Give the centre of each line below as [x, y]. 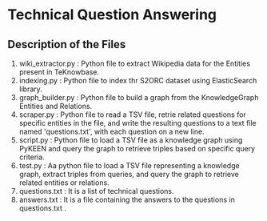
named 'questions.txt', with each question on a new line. [112, 131]
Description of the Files [67, 44]
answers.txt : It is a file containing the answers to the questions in [127, 199]
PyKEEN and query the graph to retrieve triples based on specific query [137, 149]
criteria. [32, 157]
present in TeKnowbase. [59, 72]
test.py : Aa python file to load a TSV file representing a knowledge [130, 165]
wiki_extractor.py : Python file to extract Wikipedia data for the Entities [135, 63]
